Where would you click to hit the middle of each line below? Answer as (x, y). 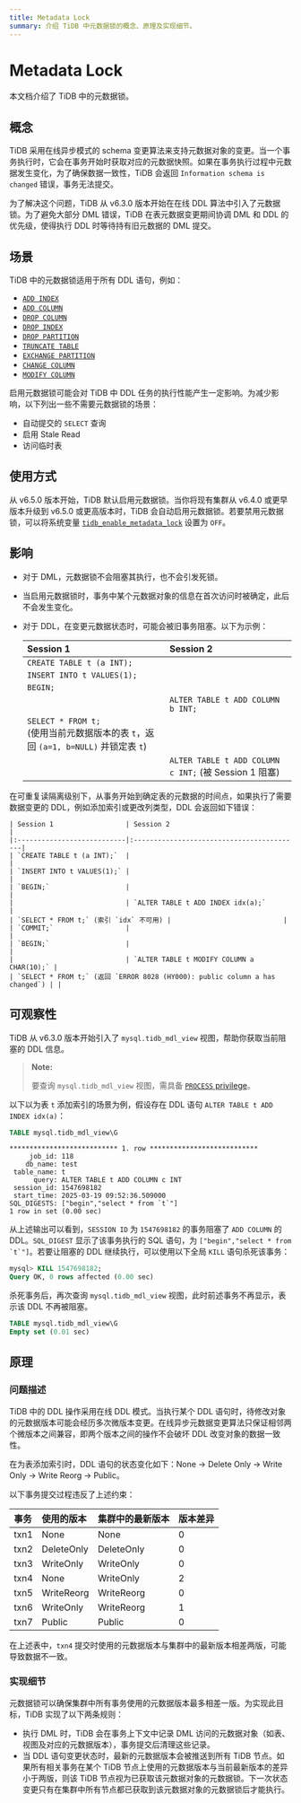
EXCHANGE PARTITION (59, 356)
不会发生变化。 (50, 607)
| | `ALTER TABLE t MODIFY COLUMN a (132, 959)
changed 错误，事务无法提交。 (64, 184)
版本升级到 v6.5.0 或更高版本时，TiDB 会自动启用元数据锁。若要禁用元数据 (146, 511)
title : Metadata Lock (50, 18)
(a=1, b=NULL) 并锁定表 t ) (93, 746)
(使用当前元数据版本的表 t (82, 732)
